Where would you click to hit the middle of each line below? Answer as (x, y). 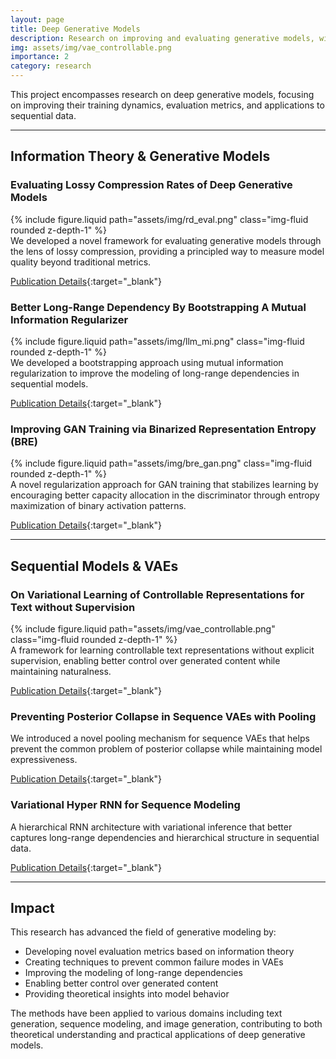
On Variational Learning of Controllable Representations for (157, 594)
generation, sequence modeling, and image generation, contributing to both (166, 1024)
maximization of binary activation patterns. (98, 506)
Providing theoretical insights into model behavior (127, 994)
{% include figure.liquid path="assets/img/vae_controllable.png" (143, 628)
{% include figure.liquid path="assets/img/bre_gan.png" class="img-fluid (161, 463)
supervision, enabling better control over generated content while (145, 660)
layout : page (37, 19)
